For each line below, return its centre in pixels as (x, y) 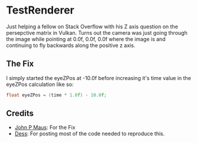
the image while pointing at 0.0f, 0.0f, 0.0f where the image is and (86, 39)
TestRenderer (40, 10)
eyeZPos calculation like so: (40, 84)
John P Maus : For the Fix (45, 128)
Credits (20, 113)
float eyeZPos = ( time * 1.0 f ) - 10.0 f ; (57, 95)
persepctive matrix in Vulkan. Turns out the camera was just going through (97, 32)
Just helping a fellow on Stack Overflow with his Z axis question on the (92, 26)
